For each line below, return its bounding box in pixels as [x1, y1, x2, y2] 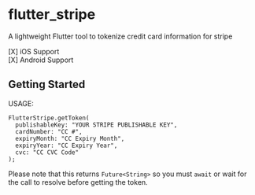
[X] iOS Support [8, 46, 60, 56]
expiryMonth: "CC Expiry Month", [15, 134, 125, 142]
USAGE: [8, 98, 34, 108]
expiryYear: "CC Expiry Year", [15, 142, 118, 149]
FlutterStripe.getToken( [8, 114, 90, 122]
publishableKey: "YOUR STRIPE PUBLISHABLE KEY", [15, 120, 178, 129]
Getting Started [8, 78, 86, 91]
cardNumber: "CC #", [15, 127, 83, 135]
